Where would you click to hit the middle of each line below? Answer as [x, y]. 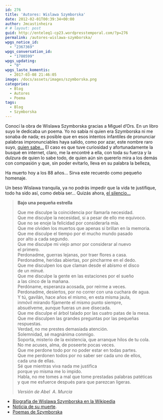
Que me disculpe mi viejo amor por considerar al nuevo [74, 244]
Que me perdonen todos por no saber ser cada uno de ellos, [80, 355]
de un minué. [31, 270]
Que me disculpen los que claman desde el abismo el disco [78, 265]
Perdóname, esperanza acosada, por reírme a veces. [72, 286]
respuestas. [29, 323]
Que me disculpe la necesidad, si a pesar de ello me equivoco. [81, 217]
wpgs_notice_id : [22, 42]
